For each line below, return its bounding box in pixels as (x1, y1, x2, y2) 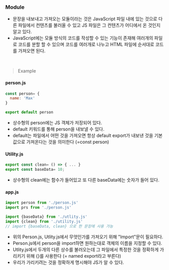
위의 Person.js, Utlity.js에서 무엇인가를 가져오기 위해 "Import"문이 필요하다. (12, 234, 163, 240)
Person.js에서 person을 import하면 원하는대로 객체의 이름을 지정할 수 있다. (12, 240, 162, 246)
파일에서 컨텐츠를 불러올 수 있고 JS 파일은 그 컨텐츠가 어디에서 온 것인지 (18, 22, 161, 29)
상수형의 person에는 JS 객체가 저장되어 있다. (12, 120, 102, 126)
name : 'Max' (10, 96, 36, 101)
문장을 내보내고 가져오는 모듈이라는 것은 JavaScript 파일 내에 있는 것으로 (12, 16, 158, 22)
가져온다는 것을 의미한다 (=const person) (26, 139, 109, 145)
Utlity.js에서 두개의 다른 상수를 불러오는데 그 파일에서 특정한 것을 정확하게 (12, 246, 159, 253)
